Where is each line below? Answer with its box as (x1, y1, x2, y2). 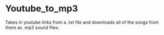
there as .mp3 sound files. (5, 24, 60, 30)
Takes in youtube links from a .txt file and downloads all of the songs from (5, 19, 159, 25)
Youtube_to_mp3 (5, 3, 78, 14)
